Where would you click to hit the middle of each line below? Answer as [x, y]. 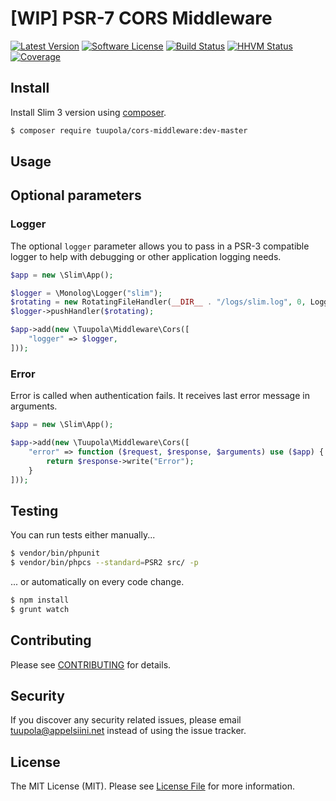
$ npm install [40, 600]
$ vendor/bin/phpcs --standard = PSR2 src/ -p [104, 563]
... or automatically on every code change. [97, 581]
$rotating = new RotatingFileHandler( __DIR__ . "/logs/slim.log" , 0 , [158, 302]
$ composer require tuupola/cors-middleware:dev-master [129, 130]
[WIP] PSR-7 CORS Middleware [141, 18]
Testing [34, 510]
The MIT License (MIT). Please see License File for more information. [152, 786]
